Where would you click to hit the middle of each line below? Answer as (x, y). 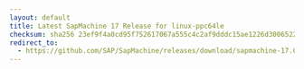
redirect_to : (34, 43)
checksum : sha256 (42, 34)
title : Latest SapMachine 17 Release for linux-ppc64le (117, 26)
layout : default (40, 17)
